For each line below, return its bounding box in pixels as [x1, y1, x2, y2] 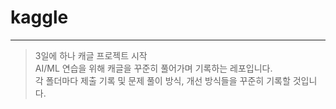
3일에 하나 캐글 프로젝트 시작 [34, 49, 148, 61]
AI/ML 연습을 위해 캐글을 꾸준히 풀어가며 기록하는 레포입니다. [34, 62, 273, 74]
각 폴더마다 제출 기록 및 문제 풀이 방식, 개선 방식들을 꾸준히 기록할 [34, 74, 291, 86]
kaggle [10, 6, 69, 29]
